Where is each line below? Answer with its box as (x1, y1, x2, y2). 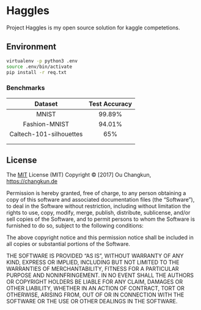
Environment (6, 42, 57, 52)
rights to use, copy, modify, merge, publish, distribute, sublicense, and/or (6, 209, 191, 216)
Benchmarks (6, 84, 45, 92)
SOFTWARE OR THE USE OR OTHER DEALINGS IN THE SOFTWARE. (6, 298, 178, 305)
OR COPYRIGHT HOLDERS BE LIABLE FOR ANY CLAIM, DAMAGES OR (6, 278, 183, 286)
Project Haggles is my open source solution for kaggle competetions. (6, 24, 180, 31)
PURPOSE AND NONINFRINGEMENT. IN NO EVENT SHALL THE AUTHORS (6, 271, 194, 279)
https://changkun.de (6, 178, 58, 185)
